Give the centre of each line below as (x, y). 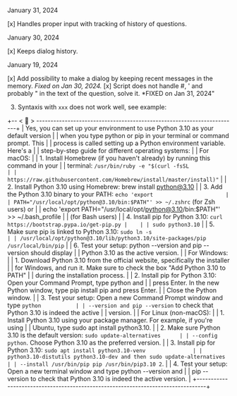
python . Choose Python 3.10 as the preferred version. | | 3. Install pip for (111, 342)
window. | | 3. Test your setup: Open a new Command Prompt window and (115, 298)
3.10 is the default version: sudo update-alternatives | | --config (113, 335)
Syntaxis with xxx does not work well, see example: (92, 107)
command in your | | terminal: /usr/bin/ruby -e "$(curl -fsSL (98, 166)
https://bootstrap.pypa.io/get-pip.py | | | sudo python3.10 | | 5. (111, 224)
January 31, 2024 (33, 10)
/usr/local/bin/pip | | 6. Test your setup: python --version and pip (105, 245)
